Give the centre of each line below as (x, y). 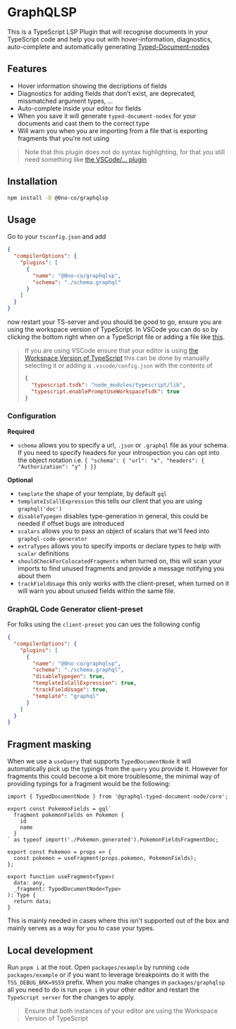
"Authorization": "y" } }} (57, 467)
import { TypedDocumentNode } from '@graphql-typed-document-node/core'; (118, 797)
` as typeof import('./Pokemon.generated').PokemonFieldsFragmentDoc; (113, 840)
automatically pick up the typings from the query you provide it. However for (118, 769)
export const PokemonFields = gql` (60, 809)
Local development (50, 950)
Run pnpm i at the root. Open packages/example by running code (99, 967)
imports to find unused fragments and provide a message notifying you (121, 568)
